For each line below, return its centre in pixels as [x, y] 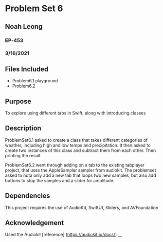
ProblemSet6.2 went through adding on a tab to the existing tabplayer [75, 165]
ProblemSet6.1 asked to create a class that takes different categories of [76, 140]
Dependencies [27, 196]
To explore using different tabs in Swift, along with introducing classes [75, 113]
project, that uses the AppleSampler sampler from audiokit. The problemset [81, 170]
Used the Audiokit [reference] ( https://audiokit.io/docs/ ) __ [63, 235]
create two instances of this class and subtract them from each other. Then [81, 150]
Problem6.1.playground [35, 81]
